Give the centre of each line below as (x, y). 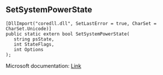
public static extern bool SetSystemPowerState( (68, 34)
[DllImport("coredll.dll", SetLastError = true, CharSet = (81, 23)
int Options (29, 49)
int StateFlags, (34, 44)
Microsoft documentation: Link (44, 65)
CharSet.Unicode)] (29, 29)
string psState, (34, 39)
